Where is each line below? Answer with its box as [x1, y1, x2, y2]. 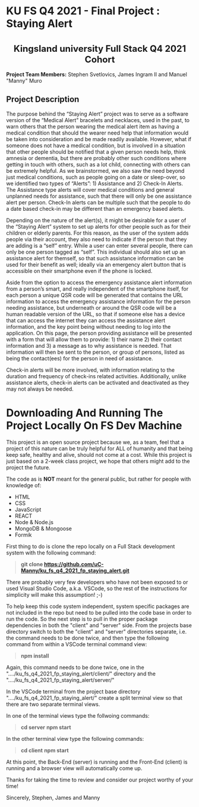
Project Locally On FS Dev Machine [6, 419, 182, 432]
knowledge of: [6, 481, 42, 489]
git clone [20, 560, 43, 568]
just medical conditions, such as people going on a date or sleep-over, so [6, 173, 186, 180]
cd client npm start [20, 746, 70, 754]
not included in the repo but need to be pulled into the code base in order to [6, 609, 192, 616]
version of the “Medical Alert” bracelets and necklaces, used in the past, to [6, 116, 190, 123]
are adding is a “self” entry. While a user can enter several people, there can [6, 242, 193, 249]
